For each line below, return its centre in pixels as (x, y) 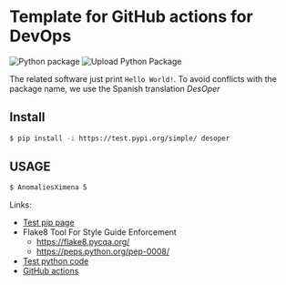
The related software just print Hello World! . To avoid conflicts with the (143, 78)
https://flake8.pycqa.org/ (83, 242)
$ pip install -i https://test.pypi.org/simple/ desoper (120, 138)
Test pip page (48, 223)
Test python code (56, 261)
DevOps (41, 36)
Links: (20, 205)
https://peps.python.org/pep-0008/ (103, 251)
